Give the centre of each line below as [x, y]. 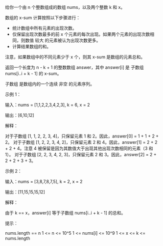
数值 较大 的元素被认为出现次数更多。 [63, 40]
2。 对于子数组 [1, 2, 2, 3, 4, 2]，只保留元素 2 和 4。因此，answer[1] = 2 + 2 [81, 142]
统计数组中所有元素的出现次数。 [44, 28]
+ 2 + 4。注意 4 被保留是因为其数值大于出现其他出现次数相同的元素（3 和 [79, 148]
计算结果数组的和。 [32, 46]
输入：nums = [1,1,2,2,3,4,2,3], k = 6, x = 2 [47, 105]
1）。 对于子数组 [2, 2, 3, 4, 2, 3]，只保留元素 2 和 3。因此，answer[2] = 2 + [81, 154]
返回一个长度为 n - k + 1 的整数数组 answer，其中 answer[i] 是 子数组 [74, 67]
